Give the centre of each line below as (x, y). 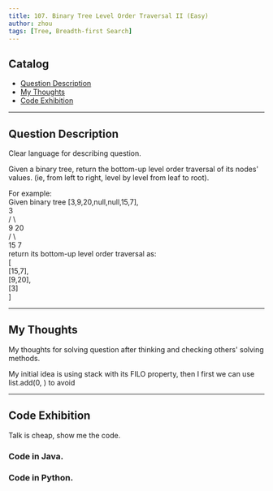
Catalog (29, 64)
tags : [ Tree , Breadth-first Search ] (70, 31)
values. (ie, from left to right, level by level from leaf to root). (109, 178)
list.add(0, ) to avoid (42, 382)
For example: (30, 193)
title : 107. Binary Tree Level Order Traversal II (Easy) (108, 16)
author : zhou (30, 24)
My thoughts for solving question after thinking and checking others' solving (136, 349)
